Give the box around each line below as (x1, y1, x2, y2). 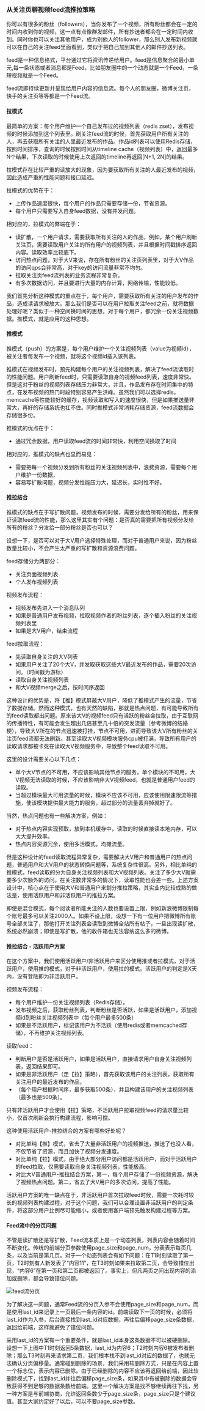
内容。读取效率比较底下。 (15, 248, 80, 256)
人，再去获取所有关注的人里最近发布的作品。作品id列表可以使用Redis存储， (6, 138, 196, 145)
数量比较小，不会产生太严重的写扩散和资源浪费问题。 (6, 544, 140, 552)
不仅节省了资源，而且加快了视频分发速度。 (15, 1148, 123, 1155)
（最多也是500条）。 (15, 1094, 66, 1101)
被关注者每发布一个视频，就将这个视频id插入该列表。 (6, 352, 139, 360)
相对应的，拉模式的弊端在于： (6, 220, 81, 228)
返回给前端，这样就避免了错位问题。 (6, 1324, 98, 1331)
